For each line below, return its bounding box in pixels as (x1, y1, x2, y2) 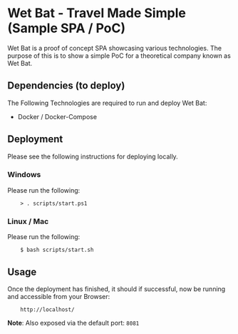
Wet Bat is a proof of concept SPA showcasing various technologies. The (7, 44, 222, 52)
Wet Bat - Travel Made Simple (7, 5, 187, 21)
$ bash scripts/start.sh (20, 246, 94, 254)
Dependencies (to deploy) (7, 80, 125, 92)
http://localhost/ (20, 305, 75, 313)
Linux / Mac (7, 216, 49, 226)
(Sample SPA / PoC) (7, 20, 126, 36)
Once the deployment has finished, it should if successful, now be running (7, 284, 226, 293)
